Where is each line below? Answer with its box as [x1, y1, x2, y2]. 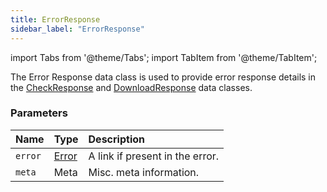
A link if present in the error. [88, 149, 220, 163]
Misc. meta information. [88, 165, 200, 179]
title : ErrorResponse [10, 14, 101, 25]
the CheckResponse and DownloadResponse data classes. [10, 81, 253, 93]
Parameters [10, 106, 68, 120]
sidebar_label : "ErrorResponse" [10, 24, 145, 34]
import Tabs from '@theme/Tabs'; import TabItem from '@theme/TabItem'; [10, 51, 318, 63]
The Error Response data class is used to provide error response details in [10, 71, 317, 83]
